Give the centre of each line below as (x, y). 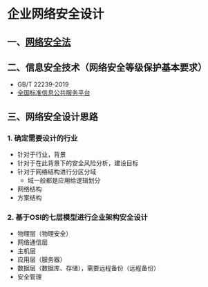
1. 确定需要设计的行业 (42, 138)
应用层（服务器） (41, 259)
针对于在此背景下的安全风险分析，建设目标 (78, 163)
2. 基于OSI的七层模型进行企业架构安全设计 (78, 217)
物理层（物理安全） (45, 234)
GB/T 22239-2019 (43, 84)
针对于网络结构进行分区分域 (57, 172)
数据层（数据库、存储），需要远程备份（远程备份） (88, 268)
